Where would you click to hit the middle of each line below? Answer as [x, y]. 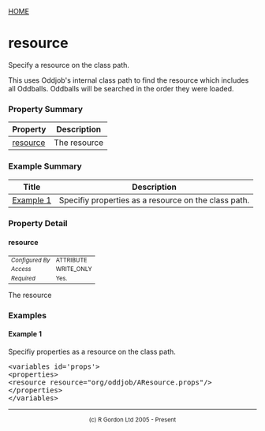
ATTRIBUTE [72, 260]
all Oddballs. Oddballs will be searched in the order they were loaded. [121, 88]
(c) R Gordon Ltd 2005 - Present [132, 420]
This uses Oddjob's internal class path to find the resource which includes [129, 80]
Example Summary [45, 166]
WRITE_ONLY [74, 269]
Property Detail [38, 224]
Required [23, 278]
